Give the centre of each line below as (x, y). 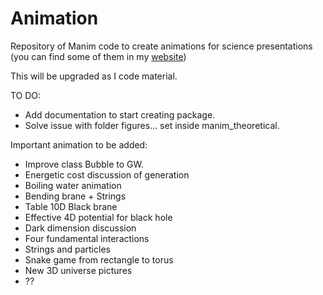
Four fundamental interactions (87, 238)
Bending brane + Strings (75, 196)
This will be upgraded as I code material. (94, 76)
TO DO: (26, 95)
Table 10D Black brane (71, 206)
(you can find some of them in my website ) (98, 56)
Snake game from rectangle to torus (99, 259)
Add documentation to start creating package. (120, 114)
